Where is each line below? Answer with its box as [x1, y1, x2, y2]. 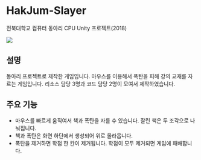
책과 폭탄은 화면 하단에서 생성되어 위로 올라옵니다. [14, 132, 133, 139]
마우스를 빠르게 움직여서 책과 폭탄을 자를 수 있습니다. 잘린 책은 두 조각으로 [14, 116, 189, 124]
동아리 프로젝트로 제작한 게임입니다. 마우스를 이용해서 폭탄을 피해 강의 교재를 [6, 72, 187, 79]
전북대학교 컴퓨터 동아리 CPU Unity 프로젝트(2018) [6, 24, 127, 32]
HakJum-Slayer [6, 4, 86, 18]
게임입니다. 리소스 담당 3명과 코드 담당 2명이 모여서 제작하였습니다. [17, 80, 176, 87]
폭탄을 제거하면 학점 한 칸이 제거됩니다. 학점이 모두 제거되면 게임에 [14, 139, 171, 147]
